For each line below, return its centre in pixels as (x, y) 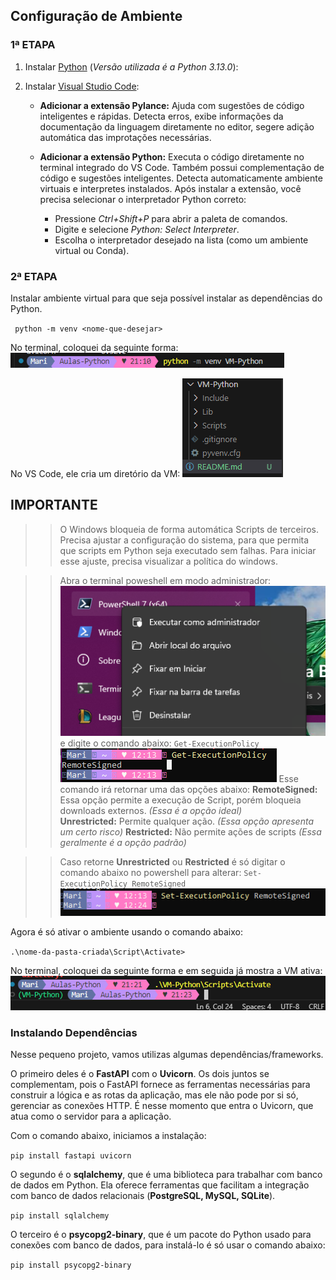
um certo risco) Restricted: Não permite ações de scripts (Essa (190, 831)
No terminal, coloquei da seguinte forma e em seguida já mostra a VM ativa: (166, 970)
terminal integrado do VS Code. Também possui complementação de (182, 167)
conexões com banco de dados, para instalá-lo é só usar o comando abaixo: (168, 1245)
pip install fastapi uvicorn (71, 1155)
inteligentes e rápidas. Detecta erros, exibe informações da (161, 116)
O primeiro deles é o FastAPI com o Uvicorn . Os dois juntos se (140, 1073)
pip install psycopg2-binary (71, 1265)
